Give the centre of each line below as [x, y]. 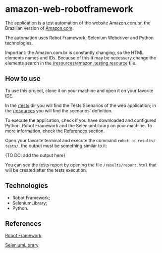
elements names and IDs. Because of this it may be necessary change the [81, 57]
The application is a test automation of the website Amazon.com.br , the [78, 23]
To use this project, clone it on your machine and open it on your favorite [79, 91]
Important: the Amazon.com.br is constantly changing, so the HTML [74, 52]
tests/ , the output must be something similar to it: [56, 146]
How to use [23, 78]
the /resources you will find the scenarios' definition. [59, 110]
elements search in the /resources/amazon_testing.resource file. [71, 63]
